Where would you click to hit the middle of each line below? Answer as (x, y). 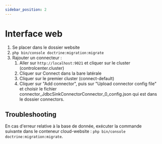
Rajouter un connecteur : (37, 58)
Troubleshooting (31, 114)
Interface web (34, 33)
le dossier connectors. (42, 99)
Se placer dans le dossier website (46, 47)
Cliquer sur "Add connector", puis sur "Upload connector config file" (88, 83)
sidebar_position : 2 (26, 10)
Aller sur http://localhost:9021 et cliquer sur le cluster (75, 63)
